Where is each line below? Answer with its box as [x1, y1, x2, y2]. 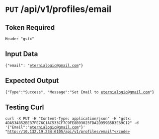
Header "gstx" [5, 36, 35, 41]
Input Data [5, 50, 38, 58]
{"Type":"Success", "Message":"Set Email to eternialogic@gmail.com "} [5, 89, 155, 95]
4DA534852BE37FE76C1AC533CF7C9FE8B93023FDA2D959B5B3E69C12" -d [5, 121, 139, 126]
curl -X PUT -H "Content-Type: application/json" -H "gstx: [5, 116, 133, 121]
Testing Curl [5, 103, 44, 112]
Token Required [5, 23, 55, 32]
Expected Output [5, 76, 59, 85]
